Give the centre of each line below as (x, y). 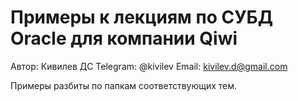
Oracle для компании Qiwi (124, 38)
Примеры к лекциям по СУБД (142, 17)
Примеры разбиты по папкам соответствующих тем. (124, 85)
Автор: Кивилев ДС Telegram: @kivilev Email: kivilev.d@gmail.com (149, 66)
